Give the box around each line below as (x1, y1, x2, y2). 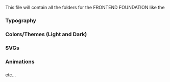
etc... (5, 71, 16, 78)
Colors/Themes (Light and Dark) (5, 31, 87, 38)
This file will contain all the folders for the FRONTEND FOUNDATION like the (5, 5, 165, 10)
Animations (5, 58, 35, 65)
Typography (5, 17, 37, 24)
